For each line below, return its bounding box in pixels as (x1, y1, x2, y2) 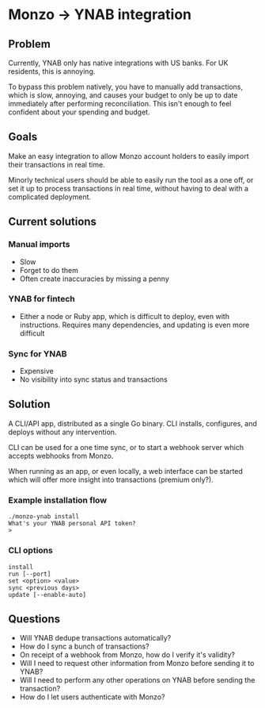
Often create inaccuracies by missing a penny (19, 274, 170, 283)
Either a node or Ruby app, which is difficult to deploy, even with (19, 311, 229, 321)
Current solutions (8, 215, 97, 229)
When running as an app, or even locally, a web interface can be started (8, 466, 244, 475)
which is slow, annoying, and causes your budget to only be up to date (8, 90, 238, 100)
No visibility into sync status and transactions (19, 375, 168, 384)
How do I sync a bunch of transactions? (19, 641, 150, 652)
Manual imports (8, 239, 70, 250)
